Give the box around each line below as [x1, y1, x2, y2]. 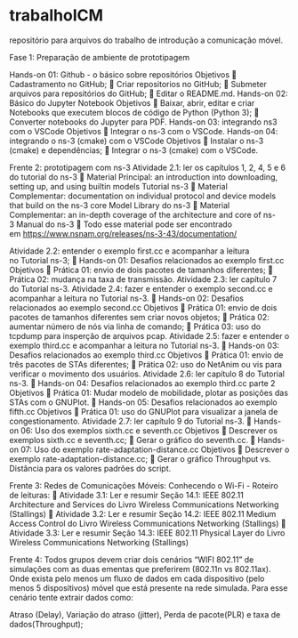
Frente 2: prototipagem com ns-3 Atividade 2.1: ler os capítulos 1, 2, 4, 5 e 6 [9, 162, 286, 173]
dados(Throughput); [9, 618, 84, 629]
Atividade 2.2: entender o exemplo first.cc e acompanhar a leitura [9, 246, 250, 256]
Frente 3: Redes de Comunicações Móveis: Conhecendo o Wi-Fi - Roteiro [9, 480, 278, 490]
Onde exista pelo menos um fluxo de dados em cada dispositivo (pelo [9, 573, 265, 584]
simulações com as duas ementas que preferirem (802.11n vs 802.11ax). [9, 563, 271, 574]
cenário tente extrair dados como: [9, 592, 133, 602]
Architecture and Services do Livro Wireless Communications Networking [9, 499, 279, 510]
